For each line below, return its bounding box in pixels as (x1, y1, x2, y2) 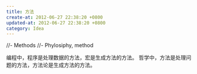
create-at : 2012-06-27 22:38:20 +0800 (6, 14, 103, 20)
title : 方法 (6, 8, 34, 15)
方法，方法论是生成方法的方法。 (16, 61, 96, 69)
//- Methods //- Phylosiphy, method (6, 42, 94, 49)
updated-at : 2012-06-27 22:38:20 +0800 (6, 20, 106, 26)
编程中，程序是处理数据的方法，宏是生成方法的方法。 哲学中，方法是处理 (6, 54, 186, 61)
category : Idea (6, 25, 44, 32)
